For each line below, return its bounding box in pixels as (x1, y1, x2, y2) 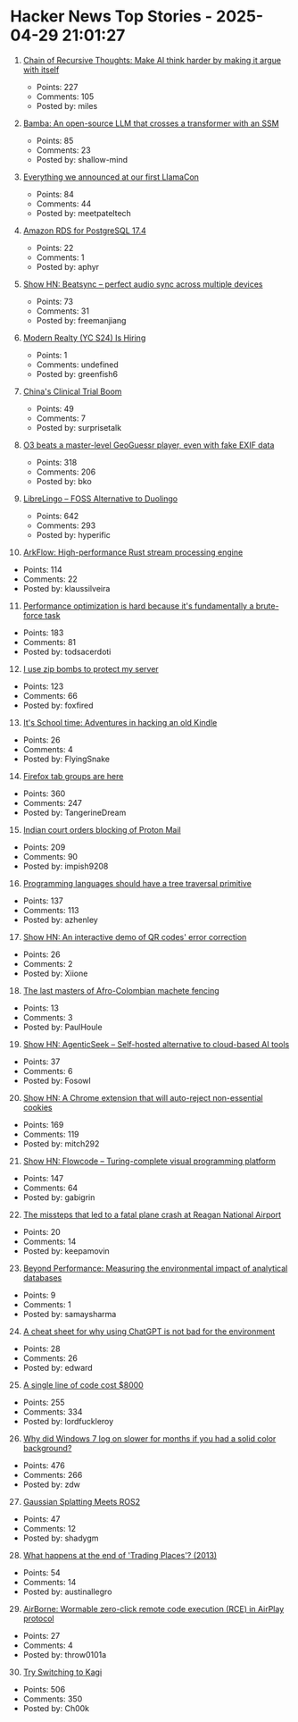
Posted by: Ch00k (22, 1702, 90, 1713)
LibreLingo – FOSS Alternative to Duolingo (22, 493, 178, 504)
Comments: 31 (36, 306, 90, 316)
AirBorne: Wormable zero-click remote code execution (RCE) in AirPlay (22, 1603, 285, 1614)
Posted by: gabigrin (22, 1191, 95, 1203)
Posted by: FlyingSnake (22, 753, 111, 764)
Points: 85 (36, 135, 74, 146)
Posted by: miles (36, 100, 98, 111)
